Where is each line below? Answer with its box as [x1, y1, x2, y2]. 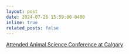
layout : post [6, 8, 38, 15]
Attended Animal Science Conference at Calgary [6, 41, 123, 48]
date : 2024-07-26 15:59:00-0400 [6, 14, 85, 20]
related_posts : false [6, 25, 59, 31]
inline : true [6, 19, 38, 25]
